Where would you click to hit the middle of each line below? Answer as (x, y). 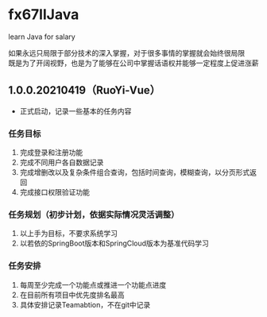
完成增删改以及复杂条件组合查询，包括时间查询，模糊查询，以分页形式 (135, 172)
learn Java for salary (42, 37)
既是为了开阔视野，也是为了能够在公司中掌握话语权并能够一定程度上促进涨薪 (133, 63)
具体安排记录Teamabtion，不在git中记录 (85, 304)
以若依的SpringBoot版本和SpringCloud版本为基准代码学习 (114, 243)
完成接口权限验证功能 (54, 192)
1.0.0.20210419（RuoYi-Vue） (84, 90)
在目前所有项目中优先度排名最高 (72, 295)
